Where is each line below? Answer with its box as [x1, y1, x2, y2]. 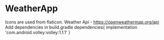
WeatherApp [5, 3, 58, 14]
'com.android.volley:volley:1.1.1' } [5, 29, 70, 35]
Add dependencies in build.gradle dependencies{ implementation [5, 24, 138, 30]
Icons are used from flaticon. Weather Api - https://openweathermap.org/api [5, 19, 159, 25]
